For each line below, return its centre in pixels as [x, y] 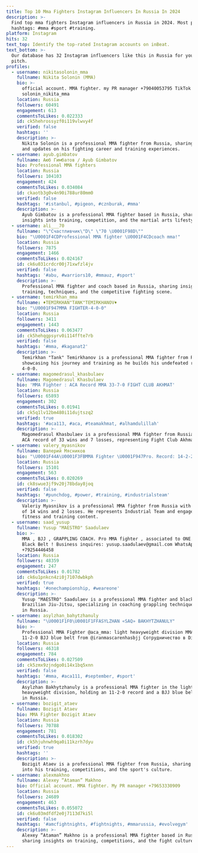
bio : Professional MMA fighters [56, 165]
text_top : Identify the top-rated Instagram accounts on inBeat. [88, 45]
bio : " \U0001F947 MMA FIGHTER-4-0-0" [62, 308]
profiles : [18, 66]
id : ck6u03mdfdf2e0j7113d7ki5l [55, 813]
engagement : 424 [37, 182]
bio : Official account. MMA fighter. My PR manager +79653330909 [99, 786]
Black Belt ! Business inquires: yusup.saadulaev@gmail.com [97, 544]
